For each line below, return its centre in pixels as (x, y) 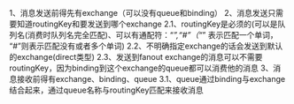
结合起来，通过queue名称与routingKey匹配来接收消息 (106, 90)
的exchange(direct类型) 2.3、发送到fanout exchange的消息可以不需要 (136, 57)
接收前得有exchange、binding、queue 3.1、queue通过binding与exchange (151, 79)
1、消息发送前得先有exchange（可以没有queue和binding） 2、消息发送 (139, 13)
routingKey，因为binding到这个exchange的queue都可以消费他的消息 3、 (141, 68)
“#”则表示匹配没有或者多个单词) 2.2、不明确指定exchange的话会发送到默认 (146, 46)
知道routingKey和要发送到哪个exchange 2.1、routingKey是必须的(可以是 (147, 24)
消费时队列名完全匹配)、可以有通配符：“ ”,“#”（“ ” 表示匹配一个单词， (153, 35)
